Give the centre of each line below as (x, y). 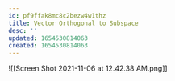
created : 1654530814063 (48, 46)
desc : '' (23, 30)
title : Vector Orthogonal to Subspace (73, 23)
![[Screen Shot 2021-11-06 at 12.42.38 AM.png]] (88, 68)
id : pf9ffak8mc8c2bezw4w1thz (57, 16)
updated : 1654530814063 (48, 38)
